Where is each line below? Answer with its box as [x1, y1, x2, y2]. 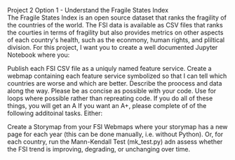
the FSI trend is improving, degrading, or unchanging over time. [7, 145, 191, 153]
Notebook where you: [7, 51, 70, 59]
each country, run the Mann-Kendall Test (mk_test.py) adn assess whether [7, 138, 223, 146]
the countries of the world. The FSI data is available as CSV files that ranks [7, 21, 223, 29]
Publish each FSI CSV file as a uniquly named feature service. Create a [7, 65, 212, 72]
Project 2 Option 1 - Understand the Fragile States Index [7, 6, 169, 14]
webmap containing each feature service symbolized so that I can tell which [7, 72, 227, 80]
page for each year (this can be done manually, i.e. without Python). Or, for [7, 130, 224, 138]
